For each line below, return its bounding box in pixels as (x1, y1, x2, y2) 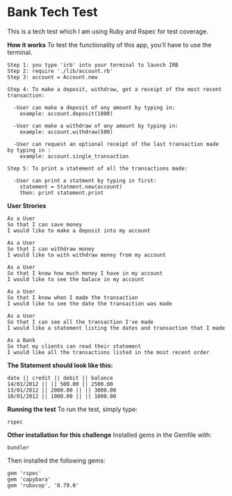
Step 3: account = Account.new (7, 74, 98, 81)
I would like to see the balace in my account (7, 275, 144, 282)
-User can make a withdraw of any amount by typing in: (13, 122, 179, 129)
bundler (7, 444, 30, 451)
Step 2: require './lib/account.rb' (7, 67, 113, 74)
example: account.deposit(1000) (19, 110, 113, 117)
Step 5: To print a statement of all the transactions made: (7, 165, 188, 172)
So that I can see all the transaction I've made (7, 318, 154, 326)
